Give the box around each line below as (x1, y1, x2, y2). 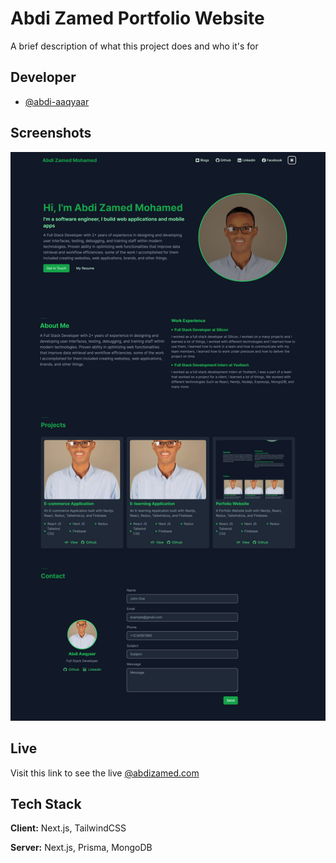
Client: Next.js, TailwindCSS (10, 822, 127, 834)
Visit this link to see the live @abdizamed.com (10, 767, 200, 779)
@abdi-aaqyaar (24, 95, 90, 107)
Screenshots (10, 125, 92, 142)
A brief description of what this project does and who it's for (10, 40, 259, 52)
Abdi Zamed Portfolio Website (10, 7, 265, 30)
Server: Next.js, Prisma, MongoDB (10, 842, 153, 854)
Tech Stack (10, 795, 82, 812)
